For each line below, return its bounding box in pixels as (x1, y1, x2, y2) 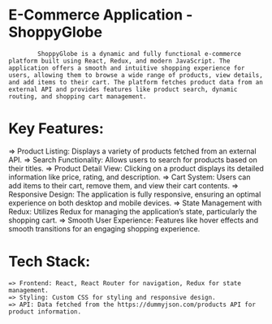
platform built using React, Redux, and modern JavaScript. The (8, 57, 231, 65)
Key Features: (8, 119, 104, 138)
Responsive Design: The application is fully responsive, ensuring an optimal (8, 189, 261, 199)
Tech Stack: (8, 253, 91, 271)
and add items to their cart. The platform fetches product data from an (8, 78, 264, 86)
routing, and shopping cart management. (8, 92, 148, 101)
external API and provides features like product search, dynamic (8, 85, 238, 93)
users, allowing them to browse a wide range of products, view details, (8, 71, 264, 79)
